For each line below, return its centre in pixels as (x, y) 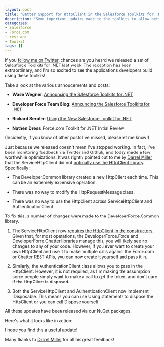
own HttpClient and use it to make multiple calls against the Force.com (83, 251)
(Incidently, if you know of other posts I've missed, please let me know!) (77, 137)
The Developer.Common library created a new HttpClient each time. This (85, 177)
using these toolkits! (25, 75)
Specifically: (18, 168)
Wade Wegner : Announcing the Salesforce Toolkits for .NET (72, 94)
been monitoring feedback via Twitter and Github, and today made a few (78, 152)
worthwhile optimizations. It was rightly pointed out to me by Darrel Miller (79, 157)
